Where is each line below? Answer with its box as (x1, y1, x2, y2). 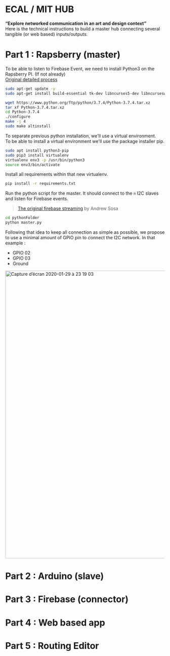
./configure (5, 114, 30, 120)
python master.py (5, 220, 42, 225)
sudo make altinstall (5, 124, 51, 129)
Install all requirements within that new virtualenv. (5, 171, 108, 177)
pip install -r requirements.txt (5, 181, 76, 186)
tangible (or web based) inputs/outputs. (5, 31, 88, 37)
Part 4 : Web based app (5, 617, 105, 628)
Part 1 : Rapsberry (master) (5, 49, 120, 60)
